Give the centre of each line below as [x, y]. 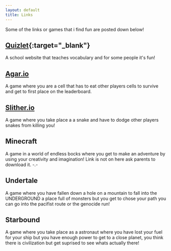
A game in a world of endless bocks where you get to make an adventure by [86, 153]
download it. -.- [22, 165]
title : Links [19, 15]
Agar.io [17, 74]
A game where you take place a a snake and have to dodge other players [82, 120]
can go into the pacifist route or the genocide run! [58, 204]
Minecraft [21, 141]
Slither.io [20, 108]
